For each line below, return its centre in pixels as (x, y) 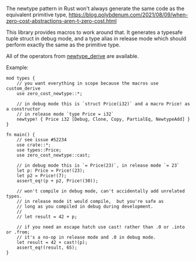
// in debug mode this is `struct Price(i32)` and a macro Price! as (104, 104)
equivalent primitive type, (37, 15)
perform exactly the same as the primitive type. (63, 45)
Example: (17, 67)
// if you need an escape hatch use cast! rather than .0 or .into (101, 227)
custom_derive (23, 89)
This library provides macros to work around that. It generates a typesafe (94, 32)
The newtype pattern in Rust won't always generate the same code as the (95, 9)
